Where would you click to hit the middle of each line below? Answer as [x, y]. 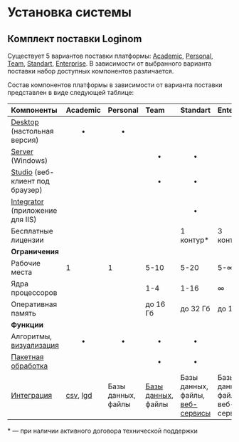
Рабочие [26, 263]
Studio [22, 172]
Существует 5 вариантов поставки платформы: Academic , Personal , [110, 56]
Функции [27, 325]
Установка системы [69, 12]
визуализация [35, 345]
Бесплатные [32, 231]
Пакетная [27, 357]
